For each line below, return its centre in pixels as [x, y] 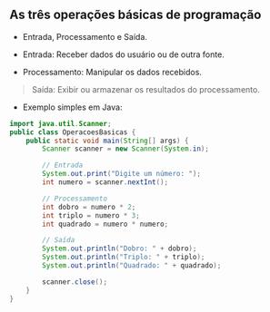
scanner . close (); [75, 282]
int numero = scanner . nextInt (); [105, 182]
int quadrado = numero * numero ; [105, 224]
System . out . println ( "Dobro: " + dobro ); [120, 249]
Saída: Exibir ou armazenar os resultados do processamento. [146, 89]
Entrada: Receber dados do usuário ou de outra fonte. [123, 54]
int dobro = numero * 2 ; [89, 207]
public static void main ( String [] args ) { [107, 141]
